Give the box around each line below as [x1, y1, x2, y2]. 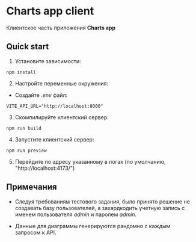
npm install [6, 69, 36, 75]
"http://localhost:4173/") [14, 164, 75, 172]
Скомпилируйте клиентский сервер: [14, 113, 109, 121]
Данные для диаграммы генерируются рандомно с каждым [14, 222, 171, 229]
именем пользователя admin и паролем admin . [14, 211, 137, 218]
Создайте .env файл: [14, 92, 68, 99]
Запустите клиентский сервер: [14, 135, 94, 143]
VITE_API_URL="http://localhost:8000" [6, 103, 103, 109]
